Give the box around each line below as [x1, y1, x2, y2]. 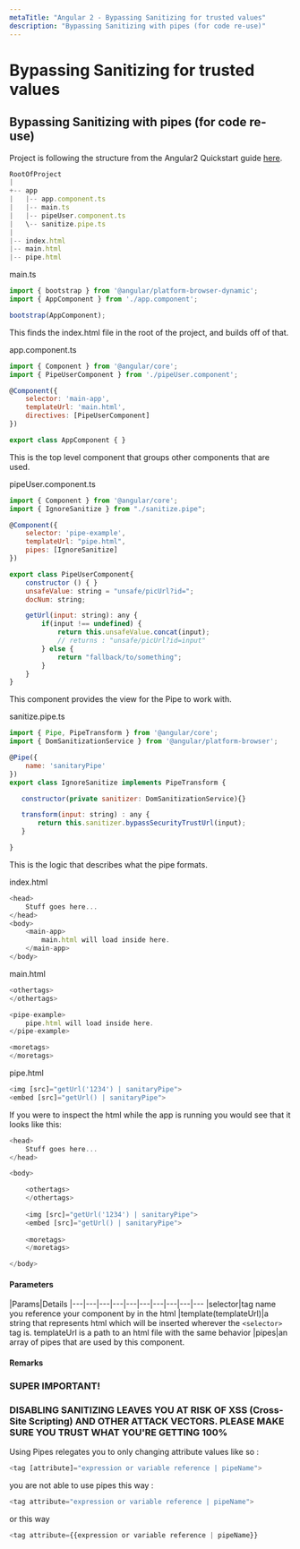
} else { [41, 644, 74, 654]
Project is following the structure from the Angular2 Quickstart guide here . [9, 152, 283, 163]
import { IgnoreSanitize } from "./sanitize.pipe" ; [9, 504, 206, 513]
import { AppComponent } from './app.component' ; [9, 295, 199, 304]
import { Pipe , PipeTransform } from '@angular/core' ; [9, 729, 219, 738]
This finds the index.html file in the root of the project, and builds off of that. [9, 327, 289, 338]
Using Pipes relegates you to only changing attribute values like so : [9, 1447, 260, 1458]
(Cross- [249, 1403, 284, 1416]
